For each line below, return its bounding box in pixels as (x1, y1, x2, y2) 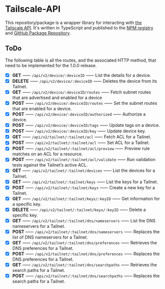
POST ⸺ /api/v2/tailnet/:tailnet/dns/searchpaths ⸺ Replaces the (12, 273, 160, 279)
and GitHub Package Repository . (5, 30, 71, 36)
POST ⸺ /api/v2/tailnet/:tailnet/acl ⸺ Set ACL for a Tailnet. (12, 140, 150, 145)
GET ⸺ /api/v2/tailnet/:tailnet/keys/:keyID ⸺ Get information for (12, 195, 160, 201)
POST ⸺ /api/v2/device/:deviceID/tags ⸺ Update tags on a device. (12, 122, 160, 128)
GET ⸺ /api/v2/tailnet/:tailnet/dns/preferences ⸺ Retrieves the (12, 240, 157, 245)
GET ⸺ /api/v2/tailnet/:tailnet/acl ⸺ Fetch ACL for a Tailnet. (12, 134, 151, 140)
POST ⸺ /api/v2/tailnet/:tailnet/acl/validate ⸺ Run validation (12, 157, 156, 163)
